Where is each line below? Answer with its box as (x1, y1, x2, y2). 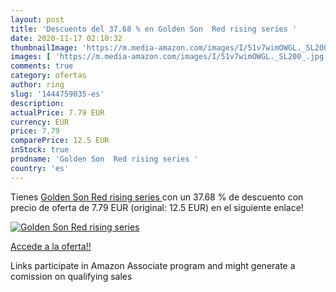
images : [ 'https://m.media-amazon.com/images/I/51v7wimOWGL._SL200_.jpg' (10, 52, 329, 62)
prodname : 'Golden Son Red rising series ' (10, 154, 199, 164)
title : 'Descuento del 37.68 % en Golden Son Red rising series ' (10, 24, 298, 34)
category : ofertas (10, 71, 87, 81)
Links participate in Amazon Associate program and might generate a (10, 259, 296, 271)
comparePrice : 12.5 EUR (10, 136, 110, 146)
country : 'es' (10, 163, 70, 173)
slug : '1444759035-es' (10, 89, 105, 99)
